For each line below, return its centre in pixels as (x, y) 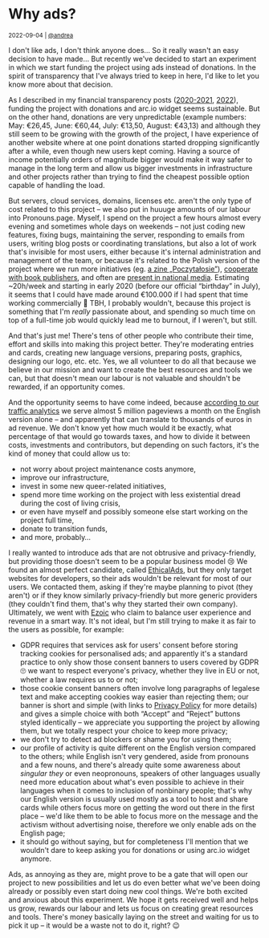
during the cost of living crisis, (70, 503)
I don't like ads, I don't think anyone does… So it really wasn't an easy (124, 50)
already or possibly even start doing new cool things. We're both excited (128, 891)
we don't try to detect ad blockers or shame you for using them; (125, 739)
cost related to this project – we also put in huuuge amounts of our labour (130, 209)
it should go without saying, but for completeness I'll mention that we (134, 841)
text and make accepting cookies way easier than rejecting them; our (134, 696)
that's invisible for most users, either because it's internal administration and (134, 252)
